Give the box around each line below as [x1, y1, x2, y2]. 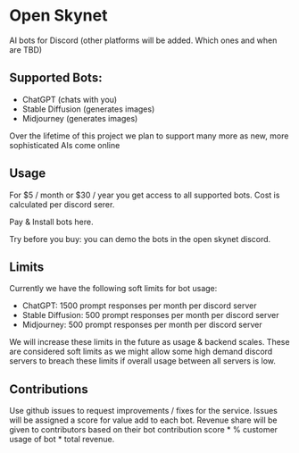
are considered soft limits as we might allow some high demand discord [9, 346, 273, 357]
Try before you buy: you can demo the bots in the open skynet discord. [9, 233, 271, 244]
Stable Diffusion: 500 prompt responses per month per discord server [21, 310, 279, 321]
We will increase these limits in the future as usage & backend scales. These [9, 337, 290, 348]
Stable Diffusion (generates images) [21, 104, 155, 114]
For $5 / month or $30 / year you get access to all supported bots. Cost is [9, 189, 280, 200]
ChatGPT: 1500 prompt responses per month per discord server [21, 300, 257, 311]
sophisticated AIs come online [9, 139, 120, 150]
